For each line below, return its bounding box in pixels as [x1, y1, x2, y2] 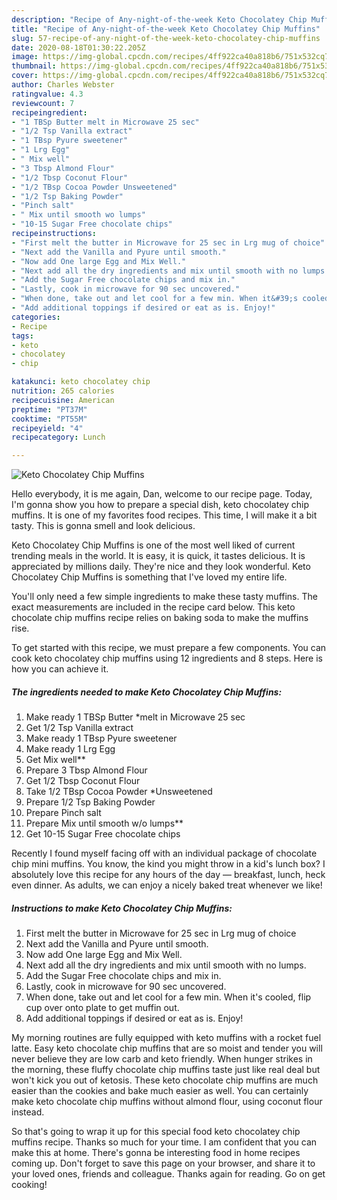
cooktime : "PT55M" [11, 414, 88, 424]
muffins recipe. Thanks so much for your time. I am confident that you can [11, 1136, 318, 1148]
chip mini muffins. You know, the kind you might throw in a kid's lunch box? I [11, 858, 326, 870]
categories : [11, 312, 61, 322]
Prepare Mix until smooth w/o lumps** [25, 817, 184, 830]
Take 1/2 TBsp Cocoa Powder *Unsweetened [25, 786, 213, 798]
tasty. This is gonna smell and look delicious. [11, 520, 196, 532]
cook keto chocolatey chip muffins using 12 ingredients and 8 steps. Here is [11, 652, 323, 665]
